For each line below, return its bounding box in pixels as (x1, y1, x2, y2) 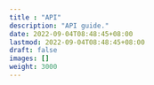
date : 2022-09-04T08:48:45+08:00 (9, 29, 134, 38)
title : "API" (9, 12, 62, 22)
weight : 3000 (9, 63, 58, 72)
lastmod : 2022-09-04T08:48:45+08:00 (9, 37, 145, 47)
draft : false (9, 46, 58, 55)
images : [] (9, 54, 50, 63)
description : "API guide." (9, 21, 109, 30)
